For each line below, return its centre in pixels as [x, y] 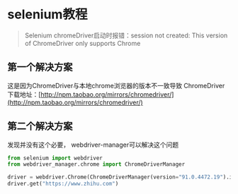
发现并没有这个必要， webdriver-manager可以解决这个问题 [93, 145]
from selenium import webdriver [55, 158]
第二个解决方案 [40, 127]
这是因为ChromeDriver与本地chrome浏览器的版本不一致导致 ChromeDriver [116, 85]
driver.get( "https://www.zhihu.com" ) [63, 184]
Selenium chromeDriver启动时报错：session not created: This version [126, 35]
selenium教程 [47, 14]
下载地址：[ [24, 94]
